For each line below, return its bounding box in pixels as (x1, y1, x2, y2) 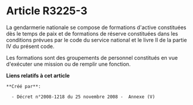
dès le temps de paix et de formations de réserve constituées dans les (6, 30, 178, 37)
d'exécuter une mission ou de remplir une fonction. (6, 61, 131, 68)
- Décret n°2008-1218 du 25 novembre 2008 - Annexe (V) (11, 94, 156, 100)
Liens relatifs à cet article (6, 72, 70, 79)
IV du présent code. (6, 43, 55, 50)
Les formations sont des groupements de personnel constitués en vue (6, 54, 178, 61)
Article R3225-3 (6, 4, 88, 18)
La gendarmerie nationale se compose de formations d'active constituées (6, 24, 187, 31)
